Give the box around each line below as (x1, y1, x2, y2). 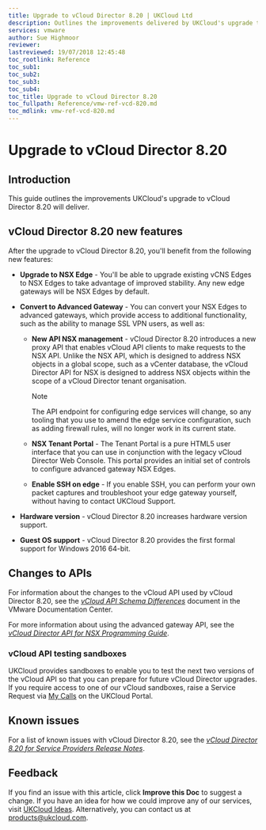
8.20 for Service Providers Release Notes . (8, 743, 145, 752)
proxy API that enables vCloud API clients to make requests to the (31, 342, 246, 352)
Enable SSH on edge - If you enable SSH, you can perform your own (31, 479, 256, 489)
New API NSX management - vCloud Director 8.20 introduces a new (31, 334, 256, 343)
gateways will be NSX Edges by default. (19, 286, 150, 296)
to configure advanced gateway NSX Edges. (31, 464, 177, 473)
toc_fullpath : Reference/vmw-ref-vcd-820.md (8, 100, 158, 108)
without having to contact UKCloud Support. (31, 496, 176, 506)
